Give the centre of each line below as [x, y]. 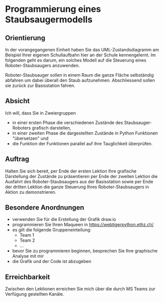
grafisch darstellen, [51, 128]
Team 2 [27, 240]
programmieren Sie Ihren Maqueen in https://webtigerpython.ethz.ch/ [83, 225]
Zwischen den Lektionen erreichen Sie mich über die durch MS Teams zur [80, 289]
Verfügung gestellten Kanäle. [35, 294]
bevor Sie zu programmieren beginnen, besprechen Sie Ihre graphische [85, 251]
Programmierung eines [53, 9]
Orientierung [25, 38]
